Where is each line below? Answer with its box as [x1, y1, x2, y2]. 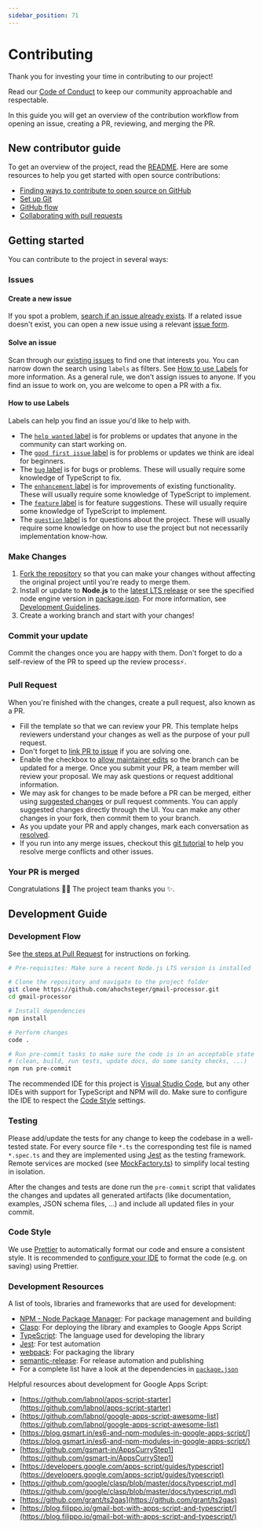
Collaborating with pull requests [19, 211, 123, 220]
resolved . [19, 829, 50, 839]
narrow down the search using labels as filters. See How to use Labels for [8, 364, 249, 373]
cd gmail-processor [8, 993, 72, 1001]
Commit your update [8, 630, 89, 641]
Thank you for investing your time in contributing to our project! [8, 72, 214, 81]
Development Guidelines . [19, 603, 101, 612]
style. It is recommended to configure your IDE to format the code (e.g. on [8, 1253, 247, 1262]
